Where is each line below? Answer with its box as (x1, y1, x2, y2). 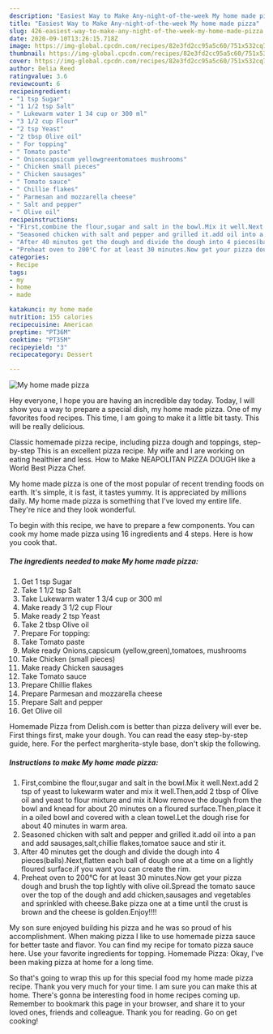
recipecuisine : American (9, 320, 93, 328)
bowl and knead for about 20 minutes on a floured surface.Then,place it (20, 804, 262, 813)
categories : (9, 253, 49, 261)
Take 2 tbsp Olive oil (20, 620, 90, 629)
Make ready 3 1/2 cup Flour (20, 603, 113, 612)
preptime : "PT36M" (9, 328, 71, 337)
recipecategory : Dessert (9, 350, 93, 359)
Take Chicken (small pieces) (20, 654, 116, 664)
